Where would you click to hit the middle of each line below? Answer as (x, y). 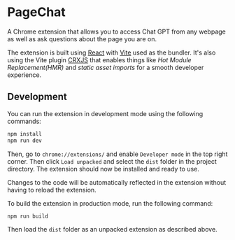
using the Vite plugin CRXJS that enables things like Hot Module (99, 59)
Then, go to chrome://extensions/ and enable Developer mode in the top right (117, 154)
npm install (24, 134)
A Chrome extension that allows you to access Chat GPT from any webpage (116, 31)
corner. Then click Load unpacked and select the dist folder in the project (112, 161)
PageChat (37, 12)
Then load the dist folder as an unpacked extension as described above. (113, 230)
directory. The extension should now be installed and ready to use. (103, 169)
